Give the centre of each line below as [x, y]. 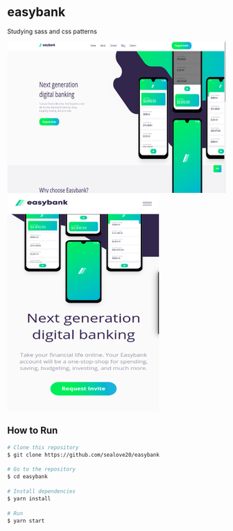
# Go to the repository [42, 469]
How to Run [33, 431]
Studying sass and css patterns [52, 31]
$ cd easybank [28, 477]
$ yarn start [26, 521]
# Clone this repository [43, 447]
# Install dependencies [42, 491]
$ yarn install [29, 498]
